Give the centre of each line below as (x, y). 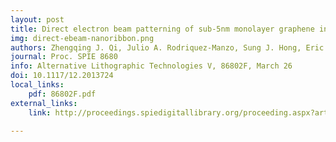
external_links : (44, 103)
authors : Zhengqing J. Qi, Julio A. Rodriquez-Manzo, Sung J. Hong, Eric (167, 47)
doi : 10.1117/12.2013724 (62, 76)
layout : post (37, 19)
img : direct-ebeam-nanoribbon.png (82, 38)
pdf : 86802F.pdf (62, 94)
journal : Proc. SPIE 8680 (64, 57)
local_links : (37, 85)
